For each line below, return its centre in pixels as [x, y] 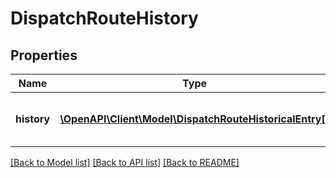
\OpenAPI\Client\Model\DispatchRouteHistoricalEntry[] [194, 119]
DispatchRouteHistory [104, 18]
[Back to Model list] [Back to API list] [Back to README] [125, 162]
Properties [44, 55]
